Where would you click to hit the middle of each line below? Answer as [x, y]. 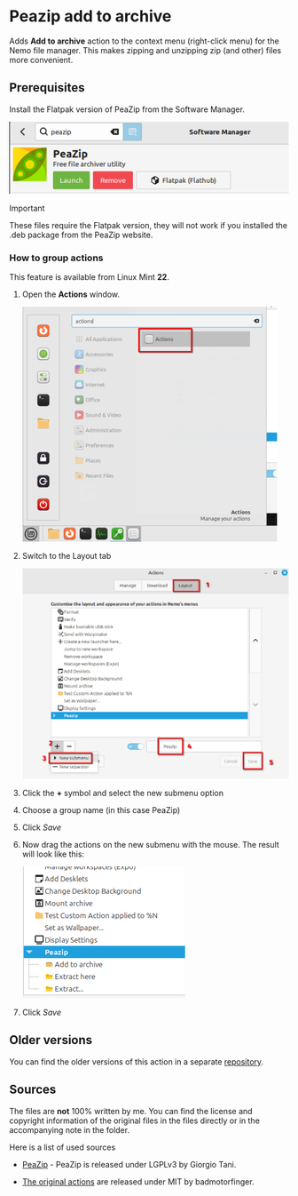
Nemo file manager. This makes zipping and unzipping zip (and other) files [145, 50]
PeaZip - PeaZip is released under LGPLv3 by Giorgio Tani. [129, 1164]
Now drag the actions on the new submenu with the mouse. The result [150, 845]
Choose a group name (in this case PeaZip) [101, 810]
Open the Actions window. [71, 294]
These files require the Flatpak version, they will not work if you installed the [149, 225]
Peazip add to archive [90, 16]
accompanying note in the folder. [70, 1129]
